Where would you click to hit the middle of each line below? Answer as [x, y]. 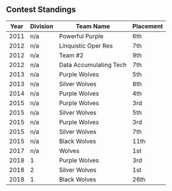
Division [42, 26]
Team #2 [71, 55]
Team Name [93, 26]
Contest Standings [41, 10]
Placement [148, 26]
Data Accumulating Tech [93, 65]
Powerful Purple [81, 36]
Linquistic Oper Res [86, 45]
